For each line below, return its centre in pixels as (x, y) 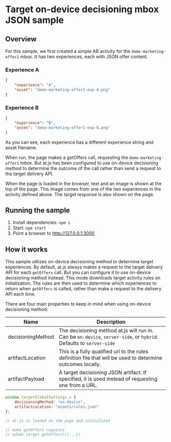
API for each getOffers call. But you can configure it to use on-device (78, 272)
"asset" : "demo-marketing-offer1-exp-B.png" (62, 128)
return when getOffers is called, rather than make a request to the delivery (83, 289)
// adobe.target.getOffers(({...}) (43, 435)
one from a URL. (78, 385)
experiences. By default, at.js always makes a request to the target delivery (84, 267)
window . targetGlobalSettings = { (41, 397)
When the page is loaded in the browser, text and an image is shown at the (83, 183)
